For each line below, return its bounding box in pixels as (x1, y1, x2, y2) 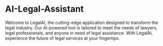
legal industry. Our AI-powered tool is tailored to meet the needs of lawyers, (5, 24, 158, 30)
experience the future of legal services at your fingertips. (5, 35, 120, 41)
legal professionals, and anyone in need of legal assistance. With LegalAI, (5, 30, 153, 36)
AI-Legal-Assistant (5, 3, 84, 15)
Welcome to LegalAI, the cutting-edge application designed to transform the (5, 20, 159, 25)
